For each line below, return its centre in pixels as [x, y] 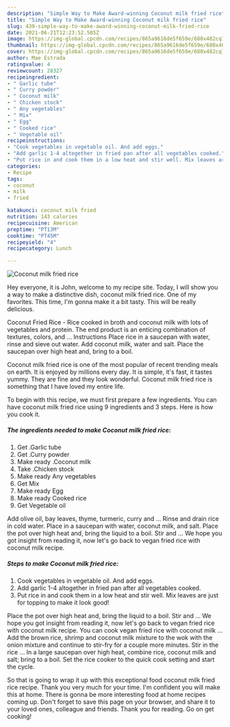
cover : [16, 52]
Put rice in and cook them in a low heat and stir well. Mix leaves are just [118, 596]
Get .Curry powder [43, 455]
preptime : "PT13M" [33, 229]
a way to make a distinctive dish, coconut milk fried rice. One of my [102, 294]
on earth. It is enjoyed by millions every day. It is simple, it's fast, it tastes [110, 372]
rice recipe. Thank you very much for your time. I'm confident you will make [114, 687]
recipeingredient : [33, 77]
